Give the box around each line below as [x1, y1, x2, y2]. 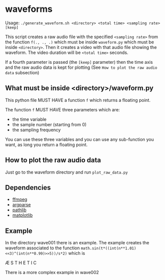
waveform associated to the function [5, 245, 80, 251]
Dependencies [5, 183, 51, 191]
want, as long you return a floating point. [5, 141, 88, 147]
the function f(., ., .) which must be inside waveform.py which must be [5, 39, 154, 45]
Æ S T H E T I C [5, 260, 37, 266]
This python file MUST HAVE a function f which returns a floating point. [5, 97, 151, 103]
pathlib [12, 207, 27, 213]
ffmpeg [12, 196, 28, 202]
